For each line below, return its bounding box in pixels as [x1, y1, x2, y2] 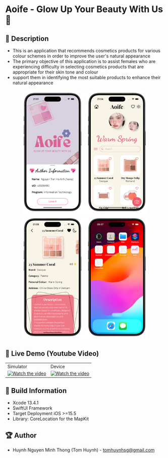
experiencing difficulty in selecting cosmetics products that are [12, 64, 144, 70]
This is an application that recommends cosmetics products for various [12, 48, 160, 53]
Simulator [7, 363, 28, 369]
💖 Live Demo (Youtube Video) [5, 349, 99, 358]
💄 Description [5, 34, 49, 43]
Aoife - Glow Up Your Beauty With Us [5, 4, 163, 15]
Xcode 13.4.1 [12, 400, 39, 406]
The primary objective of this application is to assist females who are [12, 58, 156, 64]
